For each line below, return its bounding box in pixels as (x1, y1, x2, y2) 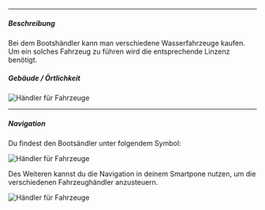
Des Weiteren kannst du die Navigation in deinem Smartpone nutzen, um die (8, 169, 256, 178)
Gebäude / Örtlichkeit (8, 73, 80, 83)
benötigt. (8, 54, 38, 64)
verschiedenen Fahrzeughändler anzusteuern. (8, 177, 159, 186)
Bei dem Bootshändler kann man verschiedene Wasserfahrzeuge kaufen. (8, 38, 246, 47)
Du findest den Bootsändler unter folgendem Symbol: (8, 138, 181, 148)
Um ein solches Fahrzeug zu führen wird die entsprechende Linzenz (8, 47, 230, 56)
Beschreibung (8, 18, 55, 28)
